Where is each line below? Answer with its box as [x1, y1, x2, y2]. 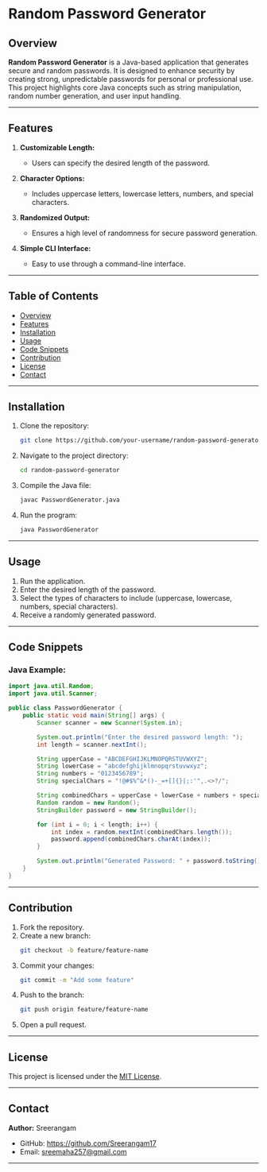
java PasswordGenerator [19, 526, 99, 534]
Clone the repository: [19, 421, 90, 431]
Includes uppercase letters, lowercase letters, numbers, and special [31, 188, 254, 199]
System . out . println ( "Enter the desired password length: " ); [37, 733, 244, 741]
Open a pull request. [19, 1020, 87, 1030]
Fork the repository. [19, 923, 85, 932]
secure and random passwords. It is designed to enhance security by [8, 66, 235, 75]
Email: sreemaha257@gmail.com [19, 1147, 127, 1156]
